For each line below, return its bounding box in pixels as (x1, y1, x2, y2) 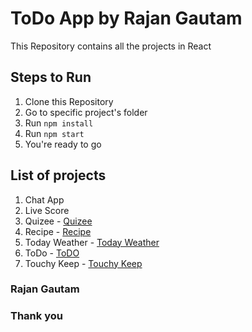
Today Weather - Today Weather (24, 236, 160, 248)
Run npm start (24, 127, 85, 139)
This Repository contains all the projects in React (10, 40, 212, 52)
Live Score (24, 204, 70, 216)
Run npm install (24, 117, 94, 129)
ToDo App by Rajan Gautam (10, 7, 243, 30)
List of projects (10, 167, 107, 184)
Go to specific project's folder (24, 106, 148, 118)
